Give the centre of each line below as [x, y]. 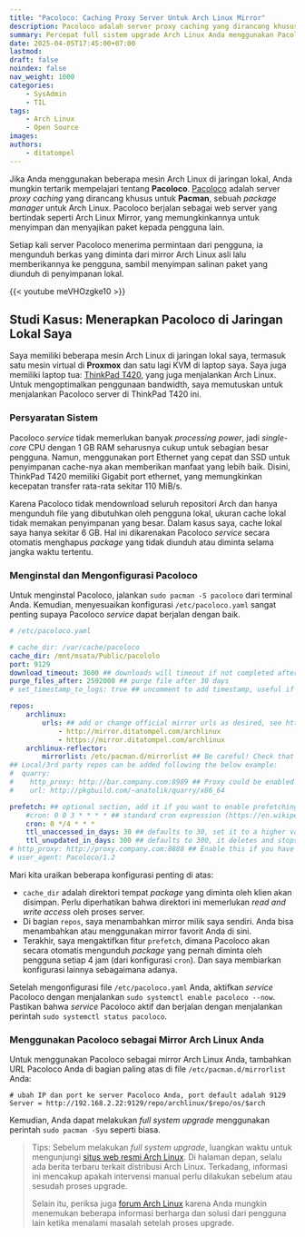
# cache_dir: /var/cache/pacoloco [75, 647]
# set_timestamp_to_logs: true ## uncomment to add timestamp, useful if [152, 690]
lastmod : [26, 52]
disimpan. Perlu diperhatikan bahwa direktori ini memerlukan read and [154, 902]
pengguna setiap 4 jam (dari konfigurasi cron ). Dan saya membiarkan [152, 960]
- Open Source [52, 128]
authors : [26, 144]
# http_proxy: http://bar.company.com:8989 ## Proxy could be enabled [152, 782]
